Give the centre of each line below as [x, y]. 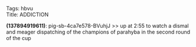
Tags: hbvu [20, 8]
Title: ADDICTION [27, 15]
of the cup [19, 38]
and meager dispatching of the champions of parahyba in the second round [98, 32]
